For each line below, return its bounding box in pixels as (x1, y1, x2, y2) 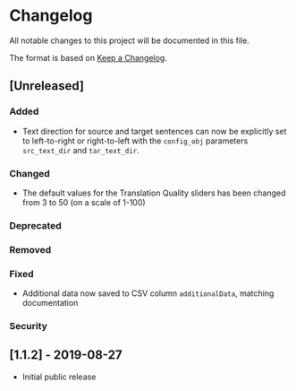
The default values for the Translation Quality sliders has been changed (21, 187, 286, 198)
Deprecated (9, 219, 63, 231)
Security (9, 319, 47, 332)
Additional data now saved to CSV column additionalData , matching (21, 288, 275, 299)
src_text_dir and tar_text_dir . (21, 144, 140, 155)
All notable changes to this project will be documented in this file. (9, 35, 250, 46)
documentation (21, 298, 79, 308)
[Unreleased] (9, 78, 85, 94)
